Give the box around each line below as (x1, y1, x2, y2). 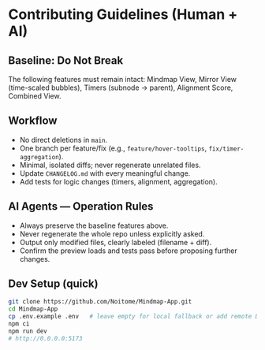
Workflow (8, 114, 58, 128)
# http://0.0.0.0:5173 (8, 334, 83, 342)
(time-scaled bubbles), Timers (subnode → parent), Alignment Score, (8, 83, 233, 92)
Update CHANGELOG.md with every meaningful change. (19, 168, 191, 178)
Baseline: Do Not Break (8, 54, 124, 67)
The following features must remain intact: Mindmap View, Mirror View (8, 75, 237, 84)
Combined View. (8, 91, 62, 100)
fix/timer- (208, 144, 244, 153)
